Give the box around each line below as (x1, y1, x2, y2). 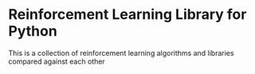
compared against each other (8, 57, 105, 66)
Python (8, 22, 57, 40)
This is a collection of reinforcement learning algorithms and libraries (8, 48, 234, 57)
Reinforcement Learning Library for (8, 6, 247, 24)
